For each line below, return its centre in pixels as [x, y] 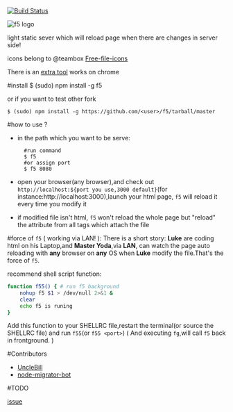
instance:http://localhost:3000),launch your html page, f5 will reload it [117, 197]
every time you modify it [52, 204]
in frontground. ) [31, 340]
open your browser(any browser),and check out [86, 182]
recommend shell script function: [54, 274]
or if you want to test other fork [52, 99]
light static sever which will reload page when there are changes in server [113, 38]
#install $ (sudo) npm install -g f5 [55, 85]
